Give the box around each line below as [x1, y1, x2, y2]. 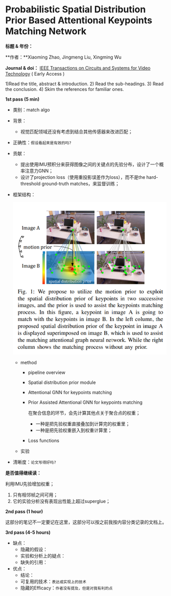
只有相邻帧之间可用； [12, 492, 58, 498]
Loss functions [28, 437, 60, 443]
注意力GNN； [25, 167, 54, 174]
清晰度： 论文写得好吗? [12, 459, 56, 465]
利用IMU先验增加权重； [5, 480, 55, 487]
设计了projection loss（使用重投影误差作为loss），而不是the [20, 174, 145, 180]
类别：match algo [12, 106, 50, 113]
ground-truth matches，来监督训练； [41, 180, 120, 187]
